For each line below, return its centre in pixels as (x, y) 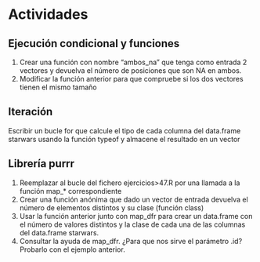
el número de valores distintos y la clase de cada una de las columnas (132, 224)
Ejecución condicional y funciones (94, 44)
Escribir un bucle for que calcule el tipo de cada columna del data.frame (125, 130)
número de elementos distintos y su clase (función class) (112, 207)
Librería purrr (42, 164)
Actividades (48, 15)
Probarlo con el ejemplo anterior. (72, 249)
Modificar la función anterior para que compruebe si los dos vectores (132, 79)
